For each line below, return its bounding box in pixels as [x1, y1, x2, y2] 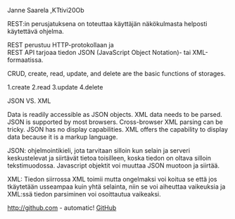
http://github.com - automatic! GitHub [7, 204, 117, 212]
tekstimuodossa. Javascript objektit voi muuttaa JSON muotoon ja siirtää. [7, 161, 220, 170]
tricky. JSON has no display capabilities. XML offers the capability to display [7, 125, 229, 133]
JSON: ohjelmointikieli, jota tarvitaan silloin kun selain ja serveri [7, 146, 191, 154]
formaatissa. [7, 56, 44, 64]
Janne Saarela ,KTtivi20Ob [7, 6, 84, 14]
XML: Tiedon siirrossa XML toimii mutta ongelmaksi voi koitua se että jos [7, 175, 217, 183]
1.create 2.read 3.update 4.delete [7, 83, 103, 91]
